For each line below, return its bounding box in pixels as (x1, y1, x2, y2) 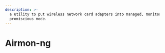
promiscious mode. (9, 16, 48, 21)
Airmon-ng (5, 37, 51, 49)
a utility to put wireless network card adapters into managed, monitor (9, 12, 162, 17)
